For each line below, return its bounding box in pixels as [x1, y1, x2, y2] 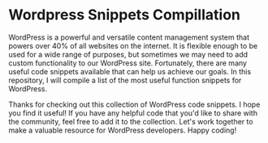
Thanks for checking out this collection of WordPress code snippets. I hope [8, 99, 261, 109]
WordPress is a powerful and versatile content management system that [8, 32, 250, 42]
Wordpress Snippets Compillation [8, 6, 241, 24]
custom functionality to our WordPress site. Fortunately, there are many [8, 58, 248, 68]
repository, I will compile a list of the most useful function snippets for [8, 75, 242, 85]
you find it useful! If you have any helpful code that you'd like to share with [8, 107, 258, 118]
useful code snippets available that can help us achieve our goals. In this [8, 66, 252, 76]
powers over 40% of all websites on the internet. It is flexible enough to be [8, 40, 258, 50]
